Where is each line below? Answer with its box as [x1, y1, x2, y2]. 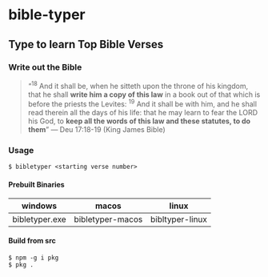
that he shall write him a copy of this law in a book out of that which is [27, 90, 261, 99]
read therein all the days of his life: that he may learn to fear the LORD [27, 108, 258, 118]
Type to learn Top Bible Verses [8, 38, 164, 51]
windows [21, 200, 58, 211]
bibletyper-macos [74, 214, 143, 225]
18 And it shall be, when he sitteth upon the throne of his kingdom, [30, 79, 249, 90]
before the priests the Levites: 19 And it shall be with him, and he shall [27, 98, 258, 109]
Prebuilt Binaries [8, 180, 66, 190]
